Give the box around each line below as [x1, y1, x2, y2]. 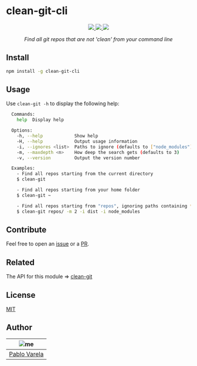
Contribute [6, 224, 47, 234]
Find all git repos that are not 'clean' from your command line [24, 35, 173, 42]
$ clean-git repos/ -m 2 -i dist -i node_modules [16, 209, 141, 214]
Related [6, 257, 35, 267]
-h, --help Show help [16, 133, 98, 139]
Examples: [11, 166, 35, 172]
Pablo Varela [9, 350, 44, 358]
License [6, 290, 36, 300]
